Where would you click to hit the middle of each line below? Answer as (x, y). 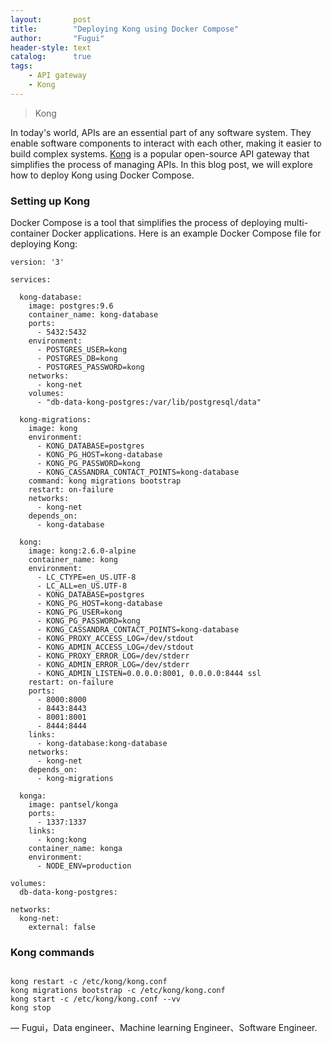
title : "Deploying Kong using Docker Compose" (125, 29)
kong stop (31, 1008)
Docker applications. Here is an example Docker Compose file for (186, 233)
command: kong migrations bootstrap (105, 481)
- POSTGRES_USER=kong (82, 350)
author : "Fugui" (57, 38)
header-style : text (51, 47)
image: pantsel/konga (73, 805)
